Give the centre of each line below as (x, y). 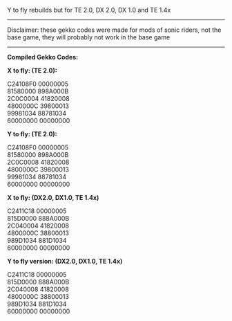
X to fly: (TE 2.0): (32, 71)
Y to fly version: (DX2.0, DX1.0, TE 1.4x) (65, 261)
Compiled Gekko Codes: (42, 57)
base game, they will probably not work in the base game (89, 37)
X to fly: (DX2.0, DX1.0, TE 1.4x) (53, 198)
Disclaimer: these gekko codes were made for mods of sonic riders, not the (114, 30)
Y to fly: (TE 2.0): (32, 134)
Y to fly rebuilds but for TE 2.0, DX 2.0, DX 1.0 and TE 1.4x (89, 10)
